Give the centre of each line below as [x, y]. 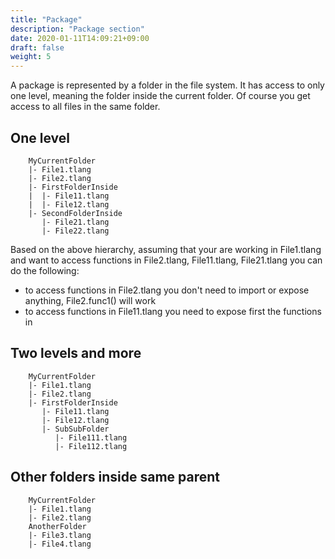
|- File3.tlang [60, 535]
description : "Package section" [77, 29]
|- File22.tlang [75, 231]
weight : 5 [31, 57]
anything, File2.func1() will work [90, 300]
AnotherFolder [57, 526]
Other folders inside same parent [115, 477]
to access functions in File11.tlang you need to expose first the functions [173, 311]
